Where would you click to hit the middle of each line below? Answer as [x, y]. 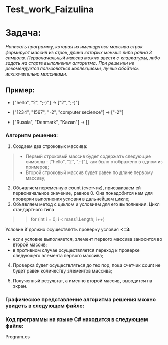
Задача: [23, 33]
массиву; [35, 178]
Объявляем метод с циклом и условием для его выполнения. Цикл [86, 204]
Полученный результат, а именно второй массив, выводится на [82, 281]
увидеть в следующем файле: [45, 306]
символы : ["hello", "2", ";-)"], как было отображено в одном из [94, 162]
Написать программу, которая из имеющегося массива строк [74, 47]
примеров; [37, 167]
